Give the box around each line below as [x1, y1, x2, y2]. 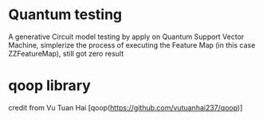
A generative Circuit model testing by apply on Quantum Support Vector [8, 32, 245, 41]
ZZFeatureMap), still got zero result [8, 48, 124, 58]
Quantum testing [8, 6, 123, 24]
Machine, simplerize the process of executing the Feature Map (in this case [8, 40, 256, 49]
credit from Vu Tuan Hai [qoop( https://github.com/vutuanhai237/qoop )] [8, 103, 243, 112]
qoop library [8, 77, 92, 95]
